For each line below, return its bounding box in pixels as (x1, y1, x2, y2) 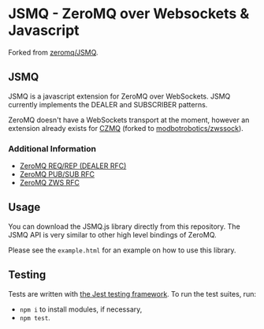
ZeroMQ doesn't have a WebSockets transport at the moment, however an (8, 115, 250, 125)
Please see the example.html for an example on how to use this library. (8, 245, 236, 255)
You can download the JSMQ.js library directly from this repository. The (8, 222, 240, 231)
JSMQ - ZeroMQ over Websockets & (8, 5, 250, 23)
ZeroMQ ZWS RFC (19, 178, 80, 188)
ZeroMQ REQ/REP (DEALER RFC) (19, 161, 127, 170)
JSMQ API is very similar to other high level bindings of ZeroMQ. (8, 230, 217, 239)
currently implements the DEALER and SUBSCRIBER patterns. (8, 99, 208, 109)
